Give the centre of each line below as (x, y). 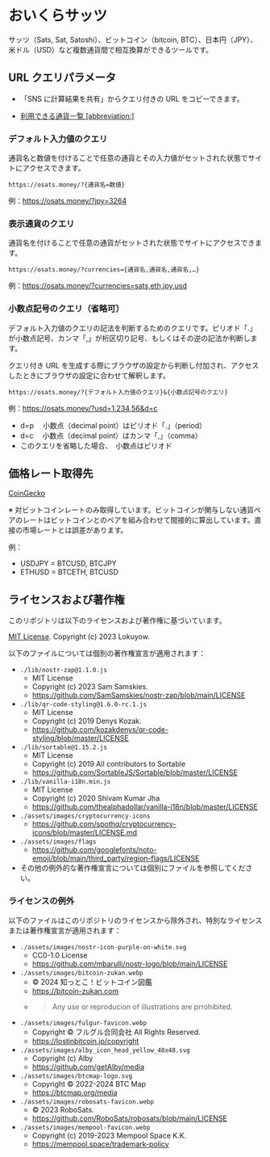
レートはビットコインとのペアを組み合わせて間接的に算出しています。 (139, 520)
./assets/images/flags (58, 842)
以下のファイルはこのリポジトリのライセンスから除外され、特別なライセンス (135, 920)
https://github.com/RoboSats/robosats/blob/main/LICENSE (130, 1118)
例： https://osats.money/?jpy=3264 (68, 201)
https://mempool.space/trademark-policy (100, 1144)
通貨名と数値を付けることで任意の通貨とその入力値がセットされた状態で (128, 158)
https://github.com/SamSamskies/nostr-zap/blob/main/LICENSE (139, 696)
